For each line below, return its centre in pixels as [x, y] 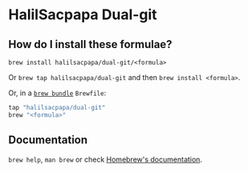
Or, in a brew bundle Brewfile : [57, 93]
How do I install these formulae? [90, 44]
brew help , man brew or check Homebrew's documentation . [106, 159]
